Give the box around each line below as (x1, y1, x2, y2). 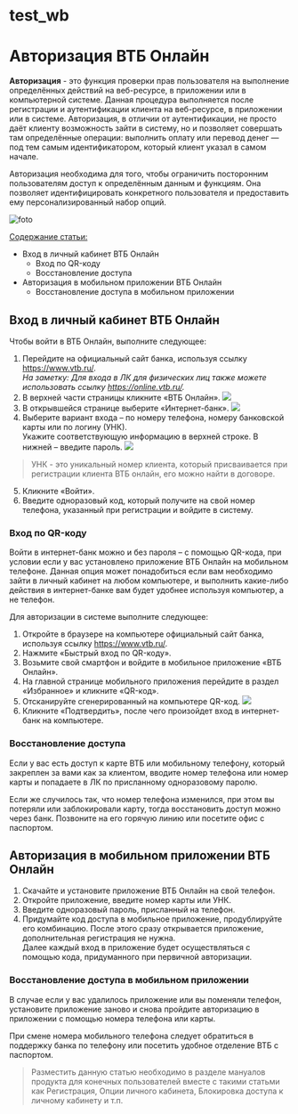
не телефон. (9, 594, 55, 606)
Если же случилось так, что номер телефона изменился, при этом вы (9, 793, 275, 804)
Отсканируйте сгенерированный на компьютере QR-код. (21, 696, 240, 707)
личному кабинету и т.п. (30, 1094, 124, 1105)
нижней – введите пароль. (21, 442, 123, 452)
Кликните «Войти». (21, 485, 95, 496)
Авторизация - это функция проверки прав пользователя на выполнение (9, 76, 290, 86)
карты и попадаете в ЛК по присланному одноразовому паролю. (9, 777, 258, 787)
